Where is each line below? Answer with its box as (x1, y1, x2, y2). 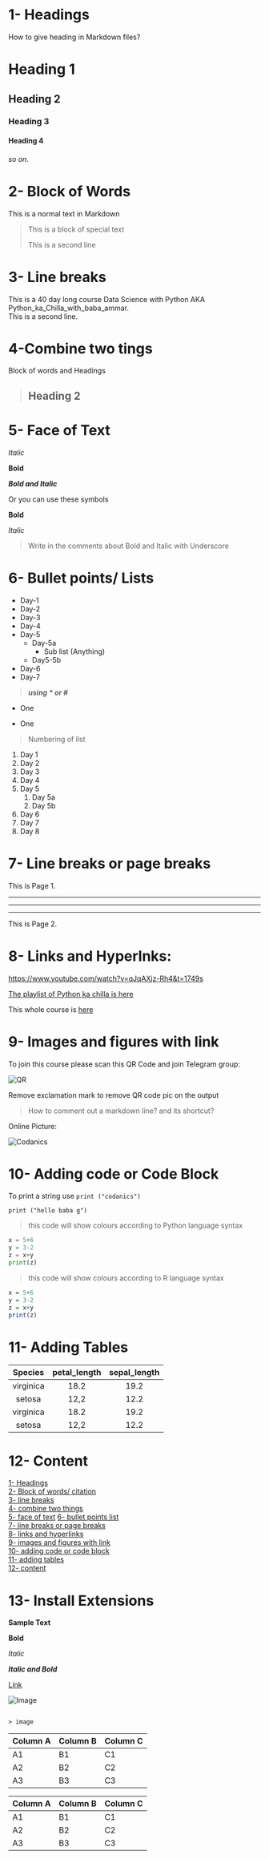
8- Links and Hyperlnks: (8, 947, 172, 965)
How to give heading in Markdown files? (8, 32, 141, 42)
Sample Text (8, 1618, 51, 1627)
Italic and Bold (8, 1664, 58, 1674)
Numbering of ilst (27, 734, 86, 744)
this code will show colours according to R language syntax (27, 1272, 224, 1283)
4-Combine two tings (8, 339, 154, 357)
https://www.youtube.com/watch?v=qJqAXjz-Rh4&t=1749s (8, 974, 204, 983)
